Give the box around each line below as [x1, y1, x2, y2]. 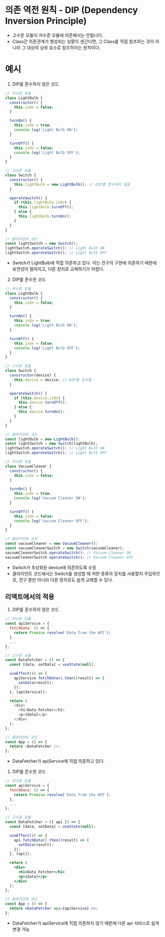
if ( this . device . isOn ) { [14, 396, 65, 401]
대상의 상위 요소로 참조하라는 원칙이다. [27, 44, 101, 50]
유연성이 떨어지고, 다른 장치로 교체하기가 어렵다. [12, 266, 105, 272]
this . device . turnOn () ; [18, 409, 65, 414]
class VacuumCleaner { [5, 464, 52, 469]
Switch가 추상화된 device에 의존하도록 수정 [12, 564, 97, 570]
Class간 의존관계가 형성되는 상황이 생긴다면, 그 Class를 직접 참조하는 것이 [12, 38, 154, 44]
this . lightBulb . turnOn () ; [18, 214, 71, 219]
